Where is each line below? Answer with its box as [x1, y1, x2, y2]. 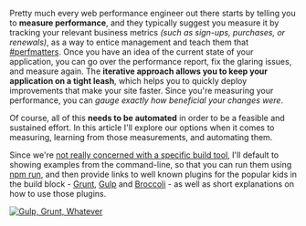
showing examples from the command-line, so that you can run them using [9, 159, 292, 169]
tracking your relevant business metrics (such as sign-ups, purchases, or [9, 27, 286, 37]
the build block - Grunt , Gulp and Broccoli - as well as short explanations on [9, 179, 295, 190]
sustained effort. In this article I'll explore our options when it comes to [9, 122, 275, 133]
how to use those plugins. [9, 189, 107, 199]
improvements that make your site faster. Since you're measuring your [9, 86, 274, 96]
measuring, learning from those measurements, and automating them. [9, 132, 273, 142]
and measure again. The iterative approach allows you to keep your [9, 66, 268, 77]
